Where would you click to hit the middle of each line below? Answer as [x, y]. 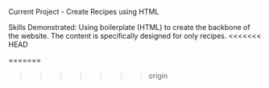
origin [158, 75]
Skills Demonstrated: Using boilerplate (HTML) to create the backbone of [130, 27]
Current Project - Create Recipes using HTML [84, 12]
